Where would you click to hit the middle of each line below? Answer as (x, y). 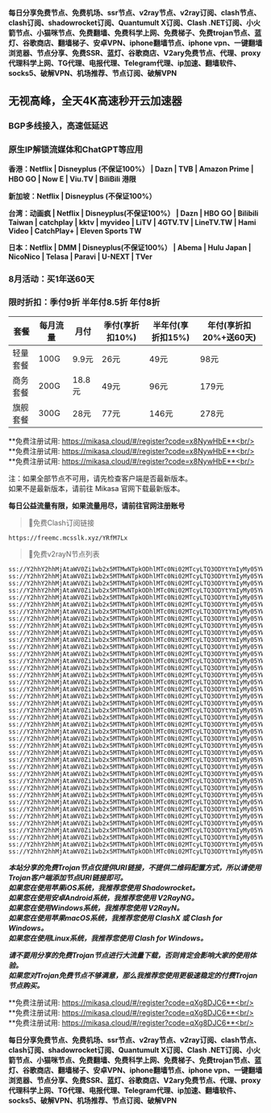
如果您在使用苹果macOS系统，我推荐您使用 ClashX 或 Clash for (116, 918)
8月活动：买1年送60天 (52, 279)
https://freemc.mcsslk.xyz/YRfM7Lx (68, 538)
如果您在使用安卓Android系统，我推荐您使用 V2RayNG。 (104, 898)
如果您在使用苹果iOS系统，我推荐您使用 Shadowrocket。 (104, 887)
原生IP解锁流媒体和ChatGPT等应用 (76, 150)
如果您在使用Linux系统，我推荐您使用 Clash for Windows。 (108, 938)
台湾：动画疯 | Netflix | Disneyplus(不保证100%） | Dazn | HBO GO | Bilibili (133, 213)
